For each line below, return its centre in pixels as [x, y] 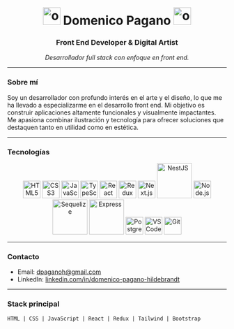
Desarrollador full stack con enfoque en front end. [117, 58]
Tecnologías [29, 152]
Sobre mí [23, 82]
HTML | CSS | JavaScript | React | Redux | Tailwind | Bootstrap [104, 319]
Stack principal [33, 304]
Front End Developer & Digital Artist [117, 43]
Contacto [23, 257]
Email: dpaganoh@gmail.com [59, 272]
